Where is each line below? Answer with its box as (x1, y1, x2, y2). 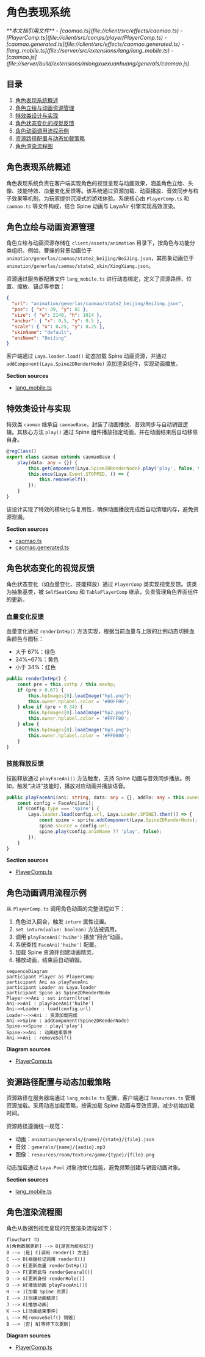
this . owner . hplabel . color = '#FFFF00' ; (28, 715, 130, 722)
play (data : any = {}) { (17, 459, 78, 465)
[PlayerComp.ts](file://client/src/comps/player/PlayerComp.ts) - (6, 34, 167, 41)
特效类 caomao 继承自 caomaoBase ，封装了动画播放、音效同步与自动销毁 (6, 421, 183, 428)
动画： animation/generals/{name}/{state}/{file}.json (15, 1136, 154, 1143)
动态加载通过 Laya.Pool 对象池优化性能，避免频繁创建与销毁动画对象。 (6, 1164, 184, 1171)
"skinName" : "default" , (12, 329, 72, 335)
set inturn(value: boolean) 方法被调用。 (15, 926, 120, 933)
